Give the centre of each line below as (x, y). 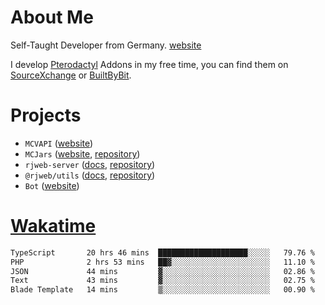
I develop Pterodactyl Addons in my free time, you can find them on (149, 64)
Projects (46, 115)
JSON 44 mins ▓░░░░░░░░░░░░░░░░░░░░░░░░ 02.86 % (162, 271)
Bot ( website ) (52, 185)
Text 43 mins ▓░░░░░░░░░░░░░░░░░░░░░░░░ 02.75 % (162, 281)
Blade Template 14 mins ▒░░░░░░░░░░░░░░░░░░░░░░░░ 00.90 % (162, 290)
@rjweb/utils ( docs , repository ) (90, 175)
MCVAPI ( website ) (59, 143)
